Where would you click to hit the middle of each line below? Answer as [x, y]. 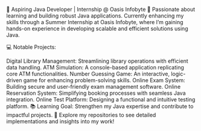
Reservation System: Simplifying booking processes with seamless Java [96, 93]
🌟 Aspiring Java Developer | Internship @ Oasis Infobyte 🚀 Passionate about [101, 9]
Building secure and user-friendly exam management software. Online [94, 87]
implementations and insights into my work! [60, 121]
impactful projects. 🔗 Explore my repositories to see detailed [81, 115]
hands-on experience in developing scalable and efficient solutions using [97, 28]
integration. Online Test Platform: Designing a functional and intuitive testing [101, 99]
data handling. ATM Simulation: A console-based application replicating [95, 67]
